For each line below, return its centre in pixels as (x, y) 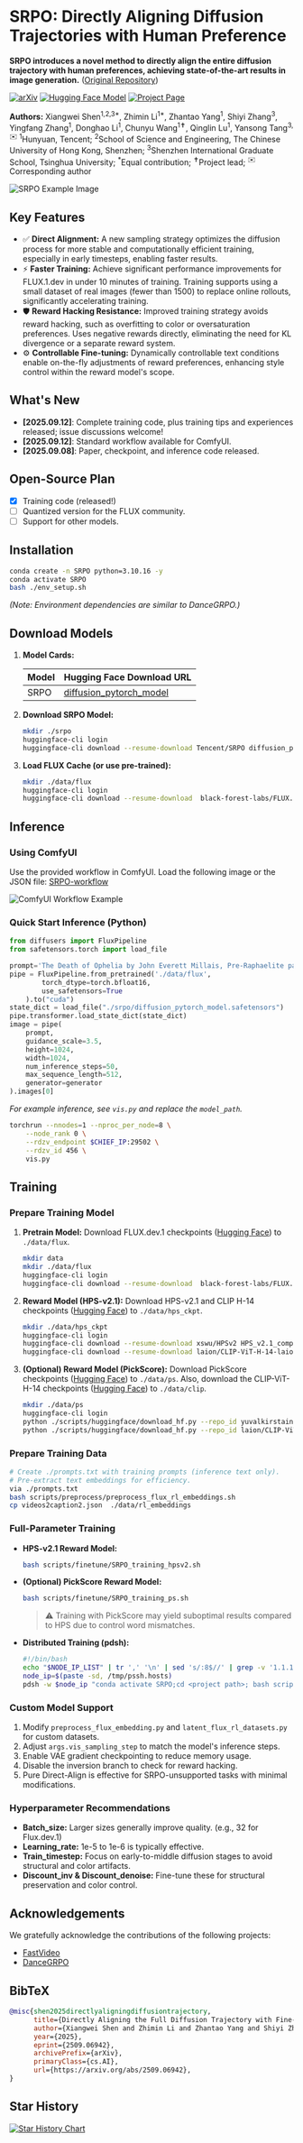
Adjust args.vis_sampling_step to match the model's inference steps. (151, 1746)
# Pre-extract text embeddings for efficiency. (101, 1480)
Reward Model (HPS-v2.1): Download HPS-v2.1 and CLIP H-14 (138, 1301)
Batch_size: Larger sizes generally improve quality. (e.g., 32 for (140, 1827)
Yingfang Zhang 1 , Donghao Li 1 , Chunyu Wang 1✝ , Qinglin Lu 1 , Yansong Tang (149, 126)
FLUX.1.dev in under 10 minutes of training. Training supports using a (150, 282)
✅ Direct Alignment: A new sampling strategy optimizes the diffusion (151, 239)
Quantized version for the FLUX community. (104, 510)
